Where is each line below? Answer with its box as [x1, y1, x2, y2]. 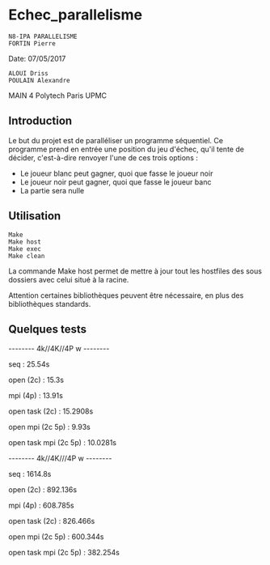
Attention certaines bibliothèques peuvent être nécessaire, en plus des [8, 290, 244, 300]
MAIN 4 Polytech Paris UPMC [8, 91, 108, 100]
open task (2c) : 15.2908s [8, 406, 94, 416]
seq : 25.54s [8, 359, 50, 369]
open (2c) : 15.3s [8, 375, 65, 385]
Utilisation [8, 209, 61, 223]
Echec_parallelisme [8, 6, 143, 24]
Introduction [8, 114, 73, 128]
